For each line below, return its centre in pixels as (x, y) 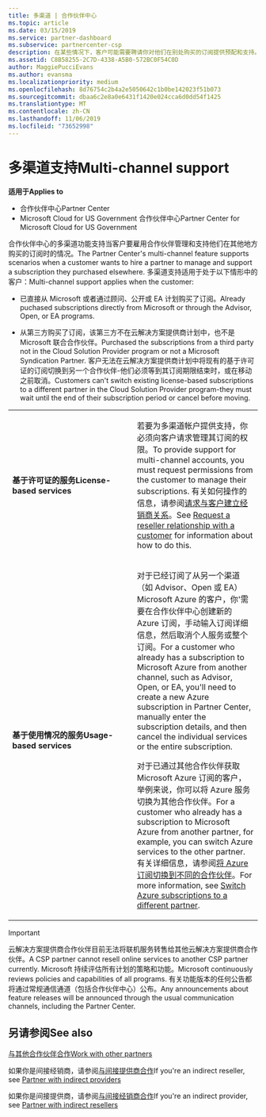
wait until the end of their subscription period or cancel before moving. (135, 397)
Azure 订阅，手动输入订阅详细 (193, 623)
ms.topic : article (38, 23)
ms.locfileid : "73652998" (51, 126)
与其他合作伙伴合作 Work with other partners (80, 1054)
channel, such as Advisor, (185, 677)
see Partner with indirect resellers (63, 1104)
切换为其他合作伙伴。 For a (186, 801)
